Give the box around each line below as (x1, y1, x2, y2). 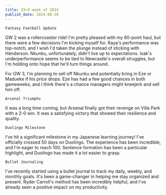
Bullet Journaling (5, 159, 43, 165)
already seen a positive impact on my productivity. (5, 184, 108, 190)
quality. (5, 115, 20, 121)
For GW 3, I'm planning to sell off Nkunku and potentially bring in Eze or (5, 70, 152, 76)
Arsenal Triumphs (5, 96, 41, 101)
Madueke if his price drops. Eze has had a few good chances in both (5, 76, 146, 82)
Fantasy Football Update (5, 25, 57, 30)
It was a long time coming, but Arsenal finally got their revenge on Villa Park (5, 105, 161, 111)
